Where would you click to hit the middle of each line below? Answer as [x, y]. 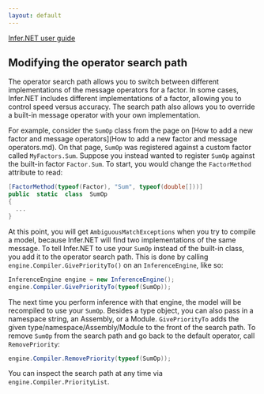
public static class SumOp [58, 194]
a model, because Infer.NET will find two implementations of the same [122, 240]
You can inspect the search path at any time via [86, 373]
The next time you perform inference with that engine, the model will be [125, 302]
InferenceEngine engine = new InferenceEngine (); [92, 280]
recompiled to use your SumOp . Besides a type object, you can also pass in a [131, 310]
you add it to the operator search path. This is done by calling [108, 257]
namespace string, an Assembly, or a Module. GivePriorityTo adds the [124, 319]
